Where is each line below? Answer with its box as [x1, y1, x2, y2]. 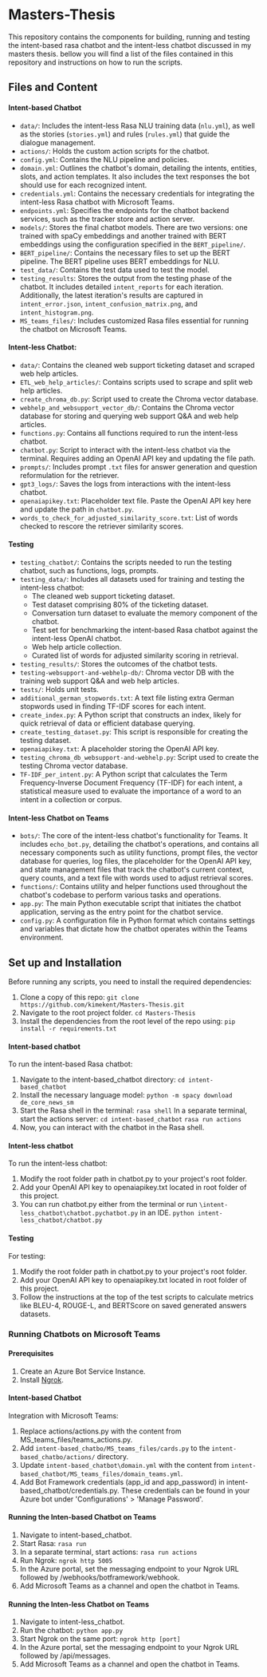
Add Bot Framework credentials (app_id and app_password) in [19, 1477, 225, 1486]
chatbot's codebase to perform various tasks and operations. [19, 890, 222, 900]
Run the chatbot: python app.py [19, 1626, 124, 1635]
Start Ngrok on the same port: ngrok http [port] [19, 1634, 181, 1643]
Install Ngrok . [19, 1374, 64, 1384]
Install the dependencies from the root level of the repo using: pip [19, 1016, 236, 1026]
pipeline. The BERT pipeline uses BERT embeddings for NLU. [19, 256, 220, 266]
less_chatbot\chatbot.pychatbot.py [19, 1209, 139, 1218]
